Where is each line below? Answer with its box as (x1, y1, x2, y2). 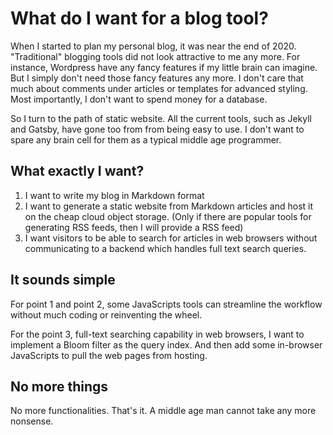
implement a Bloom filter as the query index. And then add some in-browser (10, 338, 323, 351)
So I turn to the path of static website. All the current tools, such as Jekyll (10, 112, 312, 124)
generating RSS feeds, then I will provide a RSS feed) (24, 221, 244, 233)
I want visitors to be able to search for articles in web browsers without (24, 232, 318, 244)
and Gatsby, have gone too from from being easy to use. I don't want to (10, 123, 305, 135)
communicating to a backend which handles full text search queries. (24, 242, 307, 254)
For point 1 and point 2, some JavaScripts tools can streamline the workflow (10, 298, 323, 310)
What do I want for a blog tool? (10, 7, 269, 30)
